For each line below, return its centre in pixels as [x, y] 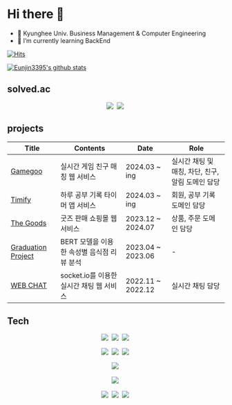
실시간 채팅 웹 [81, 285]
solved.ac [29, 89]
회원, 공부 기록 [194, 195]
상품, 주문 [186, 218]
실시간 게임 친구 [85, 166]
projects [26, 128]
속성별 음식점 [89, 252]
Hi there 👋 [36, 14]
